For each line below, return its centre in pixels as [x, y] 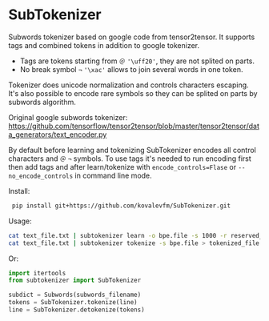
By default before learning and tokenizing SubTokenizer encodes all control [132, 150]
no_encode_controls [41, 176]
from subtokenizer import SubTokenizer [75, 281]
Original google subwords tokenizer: [68, 117]
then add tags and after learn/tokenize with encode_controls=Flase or [122, 167]
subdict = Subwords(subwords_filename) [75, 295]
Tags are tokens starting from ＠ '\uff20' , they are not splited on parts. [137, 61]
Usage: [20, 221]
